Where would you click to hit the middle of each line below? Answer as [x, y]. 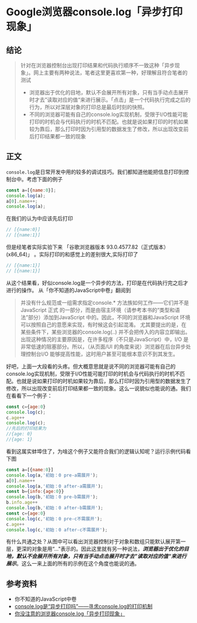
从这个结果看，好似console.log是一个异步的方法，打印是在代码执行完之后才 [97, 282]
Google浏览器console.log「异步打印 [94, 12]
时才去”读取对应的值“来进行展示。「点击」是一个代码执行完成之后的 [110, 100]
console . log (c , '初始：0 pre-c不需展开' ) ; [54, 519]
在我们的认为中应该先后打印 [40, 219]
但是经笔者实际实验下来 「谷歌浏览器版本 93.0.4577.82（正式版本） [87, 247]
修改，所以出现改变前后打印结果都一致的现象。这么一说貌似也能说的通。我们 [98, 388]
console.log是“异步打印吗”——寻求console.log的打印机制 [83, 607]
